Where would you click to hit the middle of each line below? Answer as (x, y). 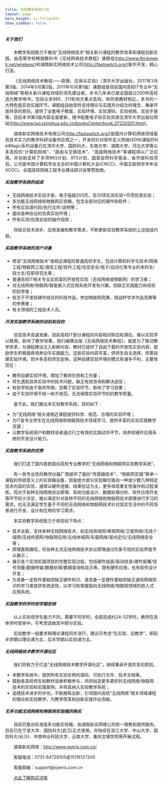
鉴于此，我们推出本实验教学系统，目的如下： (58, 404)
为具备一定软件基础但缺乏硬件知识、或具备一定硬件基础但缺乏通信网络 (82, 580)
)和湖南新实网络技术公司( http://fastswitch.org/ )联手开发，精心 (97, 65)
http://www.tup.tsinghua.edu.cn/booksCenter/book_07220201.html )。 (81, 123)
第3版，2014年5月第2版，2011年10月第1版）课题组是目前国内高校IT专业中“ (79, 87)
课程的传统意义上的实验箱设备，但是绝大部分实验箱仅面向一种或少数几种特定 (81, 480)
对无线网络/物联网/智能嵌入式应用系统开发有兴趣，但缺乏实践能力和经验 (84, 285)
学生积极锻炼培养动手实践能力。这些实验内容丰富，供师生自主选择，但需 (81, 353)
